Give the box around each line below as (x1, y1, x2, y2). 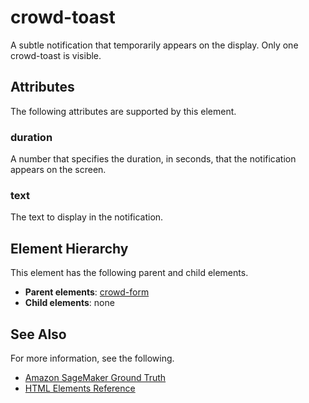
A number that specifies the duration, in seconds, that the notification (10, 153, 297, 165)
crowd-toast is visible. (10, 49, 102, 61)
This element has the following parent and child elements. (10, 267, 249, 279)
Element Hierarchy (10, 240, 129, 257)
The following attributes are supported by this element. (10, 105, 237, 117)
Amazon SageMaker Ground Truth (24, 371, 167, 383)
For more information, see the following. (10, 352, 175, 364)
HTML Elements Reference (24, 382, 136, 394)
